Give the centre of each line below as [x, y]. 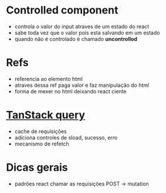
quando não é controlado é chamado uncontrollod [76, 39]
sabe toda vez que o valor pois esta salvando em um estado [87, 32]
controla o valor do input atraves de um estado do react [82, 26]
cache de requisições [41, 131]
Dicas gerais [37, 167]
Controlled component [62, 10]
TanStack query [46, 115]
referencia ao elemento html [49, 79]
